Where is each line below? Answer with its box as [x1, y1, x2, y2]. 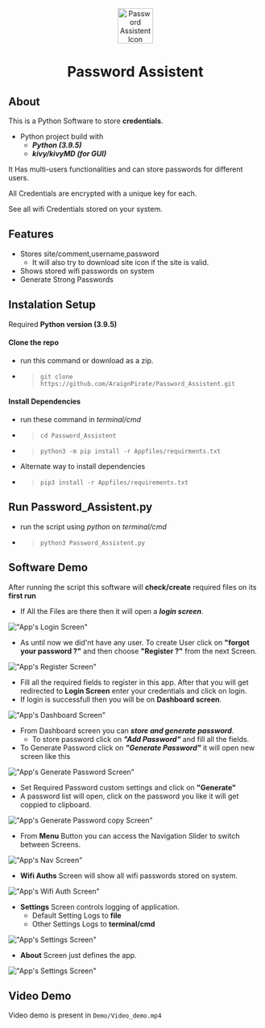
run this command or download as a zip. [19, 355, 154, 365]
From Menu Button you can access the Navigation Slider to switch [19, 831, 240, 840]
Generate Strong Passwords [19, 274, 114, 284]
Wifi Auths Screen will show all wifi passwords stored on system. [19, 870, 238, 881]
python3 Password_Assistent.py [39, 539, 146, 547]
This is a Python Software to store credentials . [8, 116, 164, 126]
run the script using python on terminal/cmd [19, 521, 167, 531]
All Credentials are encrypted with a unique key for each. [8, 189, 197, 198]
